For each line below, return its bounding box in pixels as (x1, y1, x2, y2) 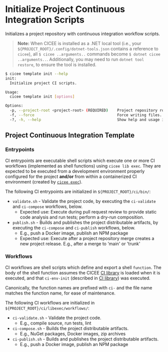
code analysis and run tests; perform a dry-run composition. (19, 214, 144, 220)
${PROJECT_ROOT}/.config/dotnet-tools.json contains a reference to (17, 45, 158, 51)
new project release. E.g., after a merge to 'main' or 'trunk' (19, 240, 140, 246)
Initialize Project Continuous (5, 3, 125, 15)
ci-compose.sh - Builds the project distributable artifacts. (12, 325, 129, 331)
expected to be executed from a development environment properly (5, 168, 145, 174)
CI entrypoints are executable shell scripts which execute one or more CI (5, 157, 155, 163)
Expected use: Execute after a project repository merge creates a (19, 235, 154, 241)
